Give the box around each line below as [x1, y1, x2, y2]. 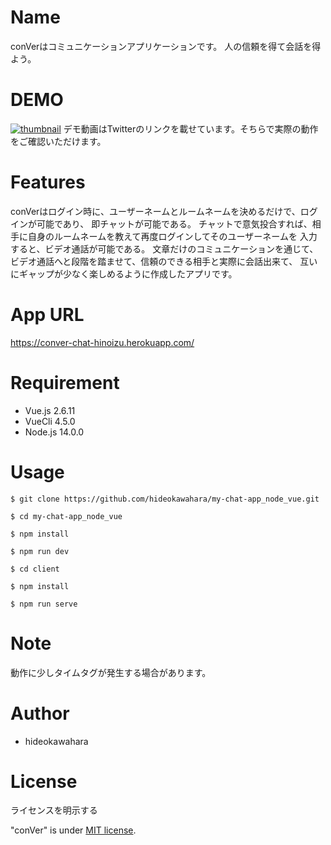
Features [10, 171, 86, 194]
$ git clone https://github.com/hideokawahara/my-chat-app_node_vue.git [10, 494, 320, 504]
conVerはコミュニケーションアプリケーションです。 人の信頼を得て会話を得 [10, 40, 322, 52]
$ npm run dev [10, 546, 70, 556]
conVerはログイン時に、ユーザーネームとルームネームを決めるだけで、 [10, 205, 301, 217]
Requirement [10, 371, 120, 394]
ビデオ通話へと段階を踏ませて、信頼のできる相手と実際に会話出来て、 [10, 255, 298, 267]
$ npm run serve [10, 599, 78, 609]
